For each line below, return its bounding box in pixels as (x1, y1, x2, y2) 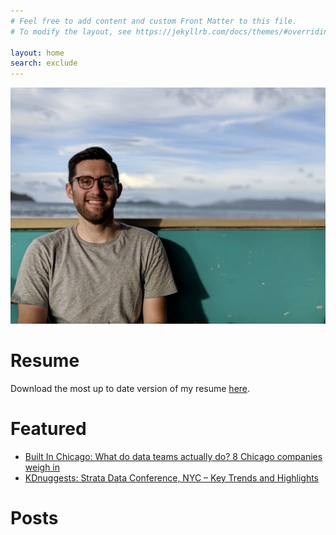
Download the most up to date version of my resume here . (10, 383, 251, 395)
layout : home (10, 48, 65, 58)
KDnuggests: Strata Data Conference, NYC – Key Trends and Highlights (24, 472, 319, 484)
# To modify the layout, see (10, 26, 132, 37)
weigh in (24, 461, 61, 473)
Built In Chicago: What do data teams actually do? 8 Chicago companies (24, 451, 323, 462)
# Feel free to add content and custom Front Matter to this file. (10, 16, 298, 26)
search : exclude (10, 58, 78, 69)
